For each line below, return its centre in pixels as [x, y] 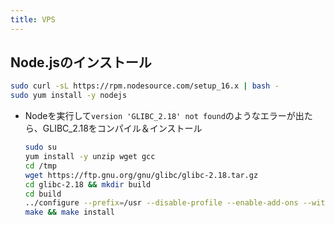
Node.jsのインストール [81, 62]
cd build [43, 194]
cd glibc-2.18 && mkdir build [88, 184]
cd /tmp [40, 166]
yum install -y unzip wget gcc [90, 157]
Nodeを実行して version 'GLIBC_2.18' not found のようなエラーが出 [164, 116]
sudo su [40, 147]
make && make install [70, 212]
